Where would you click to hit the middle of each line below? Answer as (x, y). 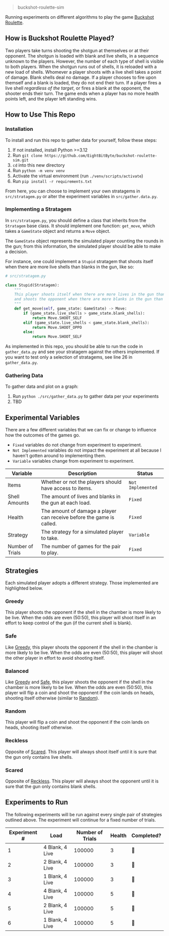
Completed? (146, 835)
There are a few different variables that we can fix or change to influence (81, 430)
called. (49, 524)
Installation (19, 129)
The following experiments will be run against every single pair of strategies (84, 814)
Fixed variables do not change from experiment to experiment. (77, 445)
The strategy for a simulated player (82, 532)
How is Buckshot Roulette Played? (60, 38)
